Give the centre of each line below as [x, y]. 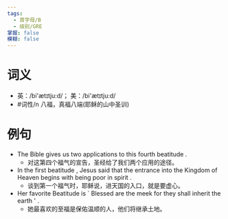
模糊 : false [23, 39]
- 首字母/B [27, 20]
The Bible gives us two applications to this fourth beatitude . [102, 154]
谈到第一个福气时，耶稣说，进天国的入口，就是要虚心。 [105, 186]
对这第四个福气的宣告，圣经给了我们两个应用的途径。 [103, 162]
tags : [15, 13]
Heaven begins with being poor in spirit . [74, 177]
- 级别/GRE [28, 26]
